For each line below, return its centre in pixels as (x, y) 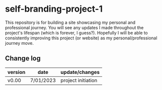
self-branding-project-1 (54, 9)
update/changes (80, 72)
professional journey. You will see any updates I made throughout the (74, 27)
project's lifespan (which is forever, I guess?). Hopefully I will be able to (77, 33)
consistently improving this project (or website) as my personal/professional (81, 38)
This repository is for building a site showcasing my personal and (70, 22)
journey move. (19, 43)
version (17, 72)
